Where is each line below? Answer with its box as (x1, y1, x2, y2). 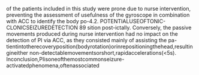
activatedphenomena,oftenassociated (6, 62, 100, 69)
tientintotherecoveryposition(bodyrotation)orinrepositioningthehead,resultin (6, 43, 193, 50)
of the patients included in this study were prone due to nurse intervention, (6, 5, 191, 12)
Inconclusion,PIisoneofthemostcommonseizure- (6, 56, 125, 62)
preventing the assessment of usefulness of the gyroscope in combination (6, 11, 190, 18)
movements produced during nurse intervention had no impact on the (6, 30, 178, 37)
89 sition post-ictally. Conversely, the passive (79, 24, 192, 31)
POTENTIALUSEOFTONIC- (99, 18, 166, 24)
